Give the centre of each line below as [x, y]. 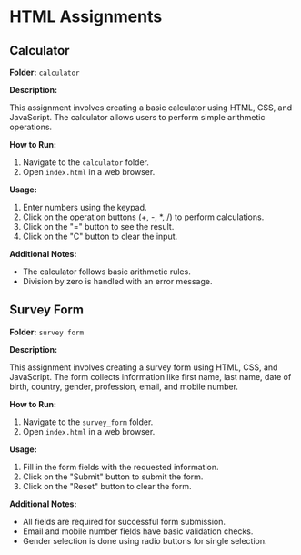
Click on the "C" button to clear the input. [100, 236]
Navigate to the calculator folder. [86, 162]
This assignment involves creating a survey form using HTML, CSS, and [144, 367]
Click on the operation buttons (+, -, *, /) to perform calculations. [143, 217]
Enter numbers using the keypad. [85, 207]
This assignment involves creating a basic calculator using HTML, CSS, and [151, 108]
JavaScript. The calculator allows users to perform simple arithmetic [137, 117]
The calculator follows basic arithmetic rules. [106, 272]
